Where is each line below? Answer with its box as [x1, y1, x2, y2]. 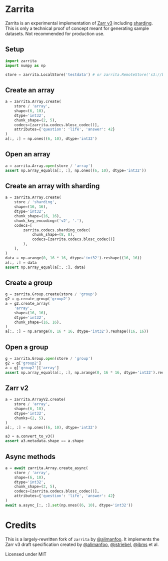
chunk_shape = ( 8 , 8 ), [31, 232, 75, 237]
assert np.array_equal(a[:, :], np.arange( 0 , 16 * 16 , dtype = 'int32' [5, 370, 153, 375]
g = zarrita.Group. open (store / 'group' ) [5, 356, 93, 361]
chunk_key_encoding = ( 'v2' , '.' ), [14, 218, 84, 223]
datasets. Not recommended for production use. [5, 30, 105, 36]
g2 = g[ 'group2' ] [5, 361, 41, 366]
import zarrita [5, 58, 37, 63]
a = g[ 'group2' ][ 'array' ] [5, 365, 59, 370]
